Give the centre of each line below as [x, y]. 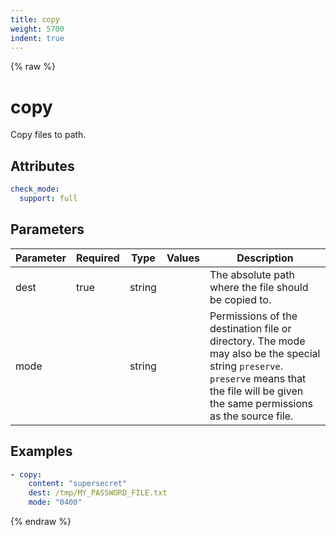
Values [183, 258]
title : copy [35, 19]
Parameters [47, 229]
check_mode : [35, 189]
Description [265, 258]
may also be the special [265, 353]
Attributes [42, 166]
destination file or [250, 328]
